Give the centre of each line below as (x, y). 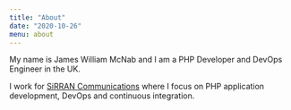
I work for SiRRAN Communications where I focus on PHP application (137, 87)
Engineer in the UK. (45, 69)
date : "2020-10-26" (46, 26)
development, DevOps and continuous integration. (102, 96)
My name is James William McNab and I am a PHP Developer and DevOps (146, 60)
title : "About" (38, 17)
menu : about (31, 34)
